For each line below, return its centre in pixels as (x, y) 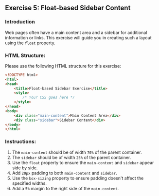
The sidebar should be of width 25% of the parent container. (71, 157)
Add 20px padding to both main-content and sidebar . (65, 173)
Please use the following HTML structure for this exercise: (63, 66)
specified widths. (29, 183)
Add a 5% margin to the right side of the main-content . (65, 188)
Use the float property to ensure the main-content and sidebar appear (83, 162)
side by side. (25, 168)
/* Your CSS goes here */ (49, 98)
